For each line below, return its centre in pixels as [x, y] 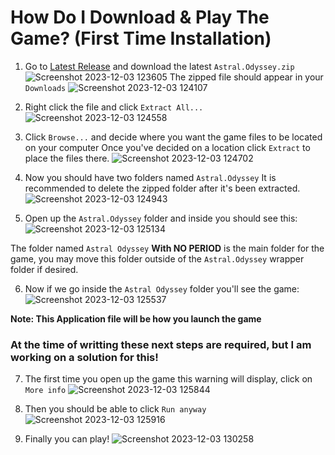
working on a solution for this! [84, 357]
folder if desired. [44, 269]
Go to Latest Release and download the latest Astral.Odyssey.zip [159, 66]
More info [45, 391]
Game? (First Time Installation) [141, 38]
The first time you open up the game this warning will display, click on [168, 379]
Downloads [45, 88]
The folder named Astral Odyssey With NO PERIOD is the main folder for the [167, 248]
